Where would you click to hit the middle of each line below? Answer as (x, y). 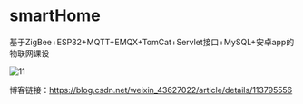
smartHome (55, 16)
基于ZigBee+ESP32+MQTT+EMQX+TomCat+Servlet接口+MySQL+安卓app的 (152, 42)
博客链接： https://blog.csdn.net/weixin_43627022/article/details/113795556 (151, 90)
